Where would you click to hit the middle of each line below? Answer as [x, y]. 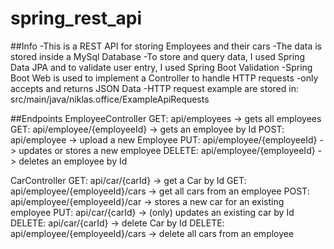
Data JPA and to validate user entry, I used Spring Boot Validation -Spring [161, 67]
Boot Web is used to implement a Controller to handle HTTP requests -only [164, 78]
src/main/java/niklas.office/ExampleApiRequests [110, 99]
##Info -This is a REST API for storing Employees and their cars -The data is [166, 46]
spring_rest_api [76, 18]
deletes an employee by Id [73, 161]
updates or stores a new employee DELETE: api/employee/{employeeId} [167, 150]
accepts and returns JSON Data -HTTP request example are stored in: [154, 88]
